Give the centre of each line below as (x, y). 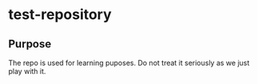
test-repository (60, 15)
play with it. (27, 71)
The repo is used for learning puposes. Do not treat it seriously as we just (129, 63)
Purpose (30, 44)
